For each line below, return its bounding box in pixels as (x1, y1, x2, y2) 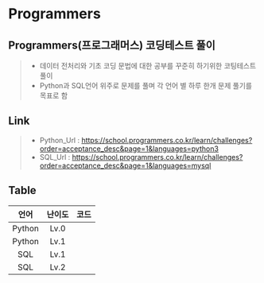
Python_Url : (39, 135, 80, 145)
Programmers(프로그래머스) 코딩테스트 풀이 (8, 38, 216, 52)
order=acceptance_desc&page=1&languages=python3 (39, 144, 219, 153)
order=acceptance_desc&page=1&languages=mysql (39, 161, 212, 170)
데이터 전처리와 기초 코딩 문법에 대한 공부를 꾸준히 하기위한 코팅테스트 (39, 61, 257, 70)
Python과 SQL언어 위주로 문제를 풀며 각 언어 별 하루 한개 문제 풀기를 (39, 81, 253, 90)
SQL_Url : (39, 152, 71, 161)
